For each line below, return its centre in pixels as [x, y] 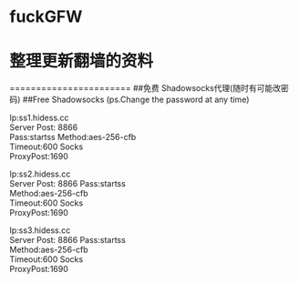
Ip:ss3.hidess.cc [40, 230]
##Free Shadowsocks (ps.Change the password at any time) [136, 100]
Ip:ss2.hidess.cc [40, 174]
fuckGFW [46, 17]
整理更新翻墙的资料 [82, 61]
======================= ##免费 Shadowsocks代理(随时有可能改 [145, 88]
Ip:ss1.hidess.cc [40, 118]
